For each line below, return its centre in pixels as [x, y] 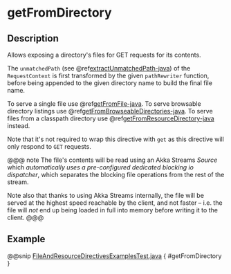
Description [33, 38]
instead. [19, 126]
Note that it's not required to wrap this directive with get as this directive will [116, 139]
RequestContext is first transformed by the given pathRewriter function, [108, 75]
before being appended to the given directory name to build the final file [110, 83]
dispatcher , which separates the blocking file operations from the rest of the [116, 175]
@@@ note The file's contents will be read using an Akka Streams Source [112, 160]
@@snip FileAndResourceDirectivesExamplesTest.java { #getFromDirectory [114, 256]
